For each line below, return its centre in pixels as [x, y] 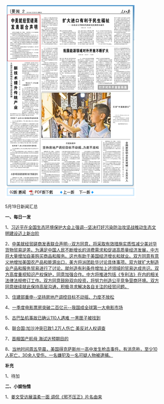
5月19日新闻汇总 [21, 206]
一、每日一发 [18, 217]
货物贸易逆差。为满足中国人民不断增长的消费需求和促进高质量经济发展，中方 [82, 250]
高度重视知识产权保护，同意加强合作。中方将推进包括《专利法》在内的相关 [84, 274]
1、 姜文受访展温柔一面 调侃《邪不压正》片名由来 [54, 397]
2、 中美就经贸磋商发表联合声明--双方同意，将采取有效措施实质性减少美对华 [81, 244]
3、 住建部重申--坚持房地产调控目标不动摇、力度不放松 [60, 297]
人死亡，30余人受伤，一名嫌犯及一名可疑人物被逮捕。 [59, 355]
